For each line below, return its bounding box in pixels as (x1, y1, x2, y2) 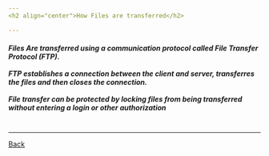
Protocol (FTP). (8, 52, 60, 62)
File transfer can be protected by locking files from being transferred (8, 94, 243, 104)
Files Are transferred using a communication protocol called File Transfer (8, 43, 259, 53)
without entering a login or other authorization (8, 103, 167, 113)
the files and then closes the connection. (8, 78, 148, 87)
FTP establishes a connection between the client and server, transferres (8, 69, 255, 78)
